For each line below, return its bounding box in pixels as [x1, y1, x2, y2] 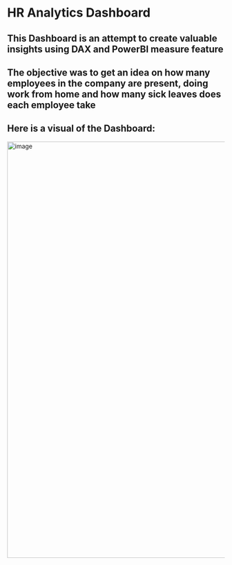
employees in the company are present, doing [7, 78, 209, 89]
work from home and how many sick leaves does [7, 88, 222, 100]
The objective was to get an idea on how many [7, 66, 211, 78]
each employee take [7, 99, 96, 111]
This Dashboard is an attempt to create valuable [7, 33, 217, 44]
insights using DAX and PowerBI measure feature [7, 43, 224, 55]
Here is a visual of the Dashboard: [7, 123, 155, 134]
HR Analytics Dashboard [7, 5, 151, 21]
